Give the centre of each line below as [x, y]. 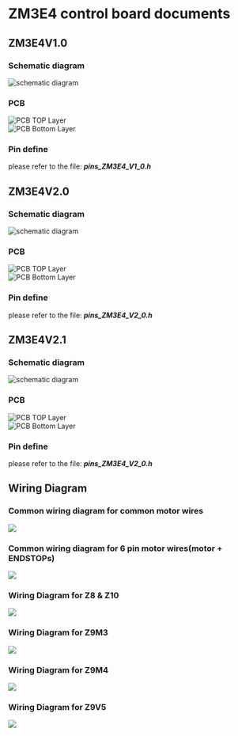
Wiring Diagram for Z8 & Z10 [64, 595]
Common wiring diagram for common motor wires [106, 511]
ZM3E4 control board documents [119, 14]
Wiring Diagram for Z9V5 [57, 707]
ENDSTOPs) [32, 558]
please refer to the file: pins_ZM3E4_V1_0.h [80, 166]
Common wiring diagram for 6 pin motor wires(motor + [115, 548]
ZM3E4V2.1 [38, 340]
